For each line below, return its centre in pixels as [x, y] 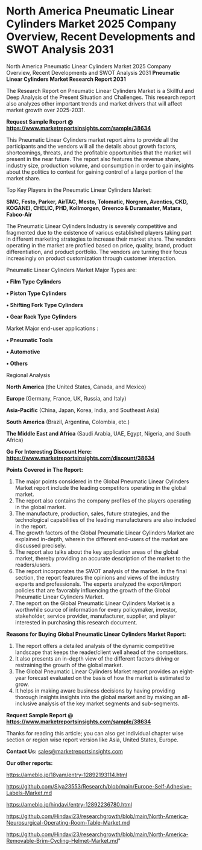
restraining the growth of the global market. [69, 665]
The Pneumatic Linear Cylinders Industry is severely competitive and [92, 226]
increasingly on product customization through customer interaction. [91, 258]
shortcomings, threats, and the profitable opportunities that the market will [99, 153]
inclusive [26, 703]
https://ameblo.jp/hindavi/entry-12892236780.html [69, 804]
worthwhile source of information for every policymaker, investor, [96, 609]
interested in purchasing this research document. [76, 622]
